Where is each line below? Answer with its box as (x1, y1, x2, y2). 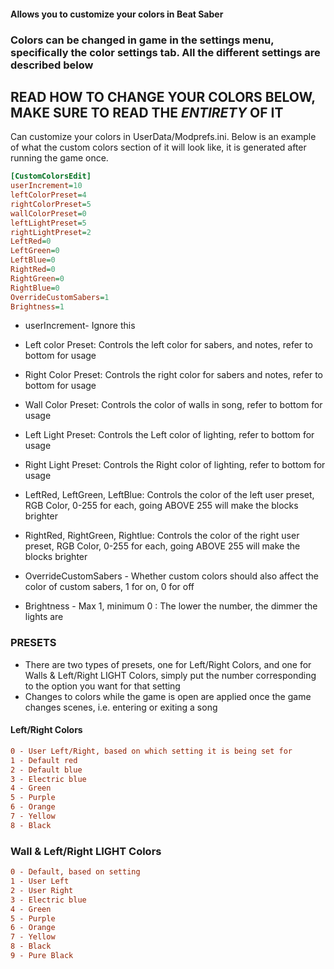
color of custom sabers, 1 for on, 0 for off (24, 581, 195, 593)
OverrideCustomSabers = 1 (10, 292, 110, 302)
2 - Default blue (10, 765, 83, 775)
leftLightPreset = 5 (10, 218, 87, 228)
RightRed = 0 (10, 265, 56, 275)
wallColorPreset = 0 (10, 208, 87, 219)
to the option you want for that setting (24, 680, 181, 692)
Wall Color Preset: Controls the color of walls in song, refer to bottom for (24, 399, 323, 411)
